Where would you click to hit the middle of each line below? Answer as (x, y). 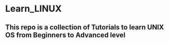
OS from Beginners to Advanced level (65, 35)
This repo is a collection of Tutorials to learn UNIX (85, 27)
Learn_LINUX (34, 9)
